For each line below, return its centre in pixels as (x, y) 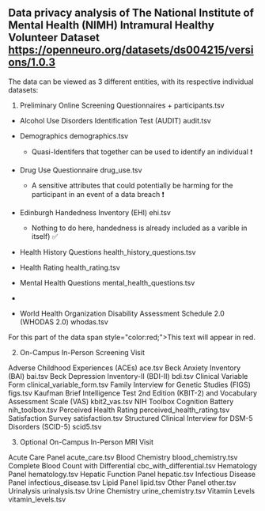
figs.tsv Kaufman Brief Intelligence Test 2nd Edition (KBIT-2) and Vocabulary (133, 393)
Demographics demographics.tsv (74, 136)
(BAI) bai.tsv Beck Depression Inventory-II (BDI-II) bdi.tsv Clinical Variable (128, 376)
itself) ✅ (45, 236)
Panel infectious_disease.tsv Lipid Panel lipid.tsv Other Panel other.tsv (122, 483)
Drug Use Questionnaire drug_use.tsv (81, 170)
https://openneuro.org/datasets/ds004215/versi (131, 50)
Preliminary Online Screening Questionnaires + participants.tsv (122, 105)
